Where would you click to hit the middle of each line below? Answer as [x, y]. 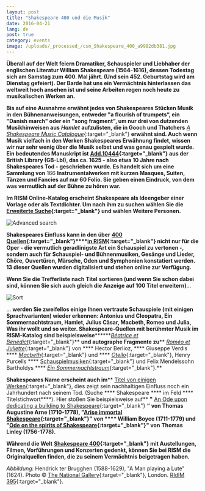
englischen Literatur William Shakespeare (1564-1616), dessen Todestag [100, 70]
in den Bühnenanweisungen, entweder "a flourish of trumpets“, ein [93, 114]
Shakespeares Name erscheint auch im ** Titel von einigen [81, 380]
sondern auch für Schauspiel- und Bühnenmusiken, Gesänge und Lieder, [101, 254]
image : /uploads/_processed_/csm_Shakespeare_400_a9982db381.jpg [91, 47]
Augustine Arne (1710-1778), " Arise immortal [64, 412]
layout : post [23, 12]
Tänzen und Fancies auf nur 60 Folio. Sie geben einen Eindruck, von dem [100, 179]
